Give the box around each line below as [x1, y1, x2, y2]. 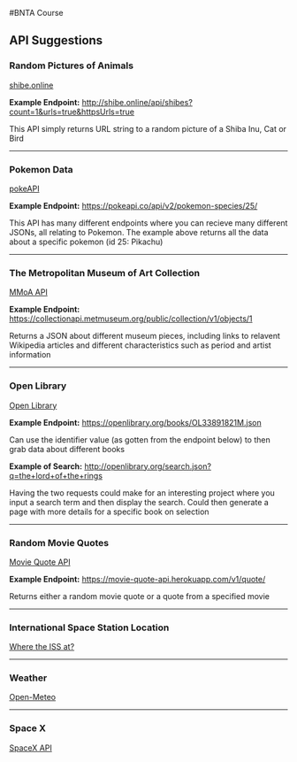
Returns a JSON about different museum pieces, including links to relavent [9, 331, 281, 342]
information [9, 350, 51, 360]
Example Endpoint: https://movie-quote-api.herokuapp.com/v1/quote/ [9, 573, 266, 584]
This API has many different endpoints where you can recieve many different [9, 217, 288, 228]
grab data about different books [9, 443, 126, 454]
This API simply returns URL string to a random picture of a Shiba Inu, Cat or [9, 123, 287, 134]
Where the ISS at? [9, 642, 75, 652]
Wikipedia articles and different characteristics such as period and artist [9, 340, 271, 350]
